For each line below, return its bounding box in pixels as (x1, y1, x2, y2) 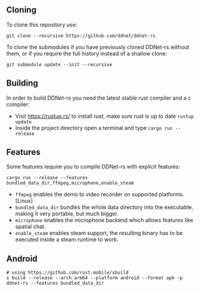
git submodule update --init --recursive (6, 61, 113, 67)
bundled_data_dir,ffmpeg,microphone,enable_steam (6, 180, 135, 186)
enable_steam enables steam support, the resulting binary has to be (15, 229, 183, 237)
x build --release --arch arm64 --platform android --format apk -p (6, 275, 183, 281)
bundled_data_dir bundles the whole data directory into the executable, (15, 203, 194, 211)
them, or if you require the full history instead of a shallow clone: (6, 50, 168, 57)
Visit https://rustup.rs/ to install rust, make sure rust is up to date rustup (15, 112, 194, 120)
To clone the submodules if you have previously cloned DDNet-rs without (6, 43, 190, 50)
